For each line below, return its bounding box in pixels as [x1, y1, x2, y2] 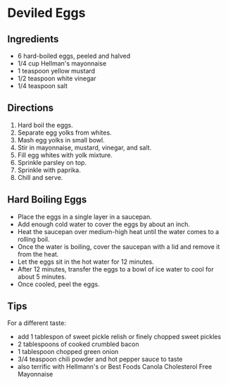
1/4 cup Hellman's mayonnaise [17, 59, 107, 68]
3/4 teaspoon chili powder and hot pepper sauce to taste [17, 355, 183, 364]
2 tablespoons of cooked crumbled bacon [17, 340, 139, 348]
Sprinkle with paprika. [17, 166, 81, 174]
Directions [7, 102, 54, 114]
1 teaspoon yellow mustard [17, 67, 96, 75]
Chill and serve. [17, 173, 63, 181]
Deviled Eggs [7, 5, 86, 21]
